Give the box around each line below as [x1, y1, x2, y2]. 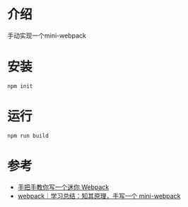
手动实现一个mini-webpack [7, 31, 86, 40]
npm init [7, 82, 33, 89]
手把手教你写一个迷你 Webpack [17, 182, 110, 191]
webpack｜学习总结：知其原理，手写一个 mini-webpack [17, 191, 181, 200]
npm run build [7, 132, 49, 139]
